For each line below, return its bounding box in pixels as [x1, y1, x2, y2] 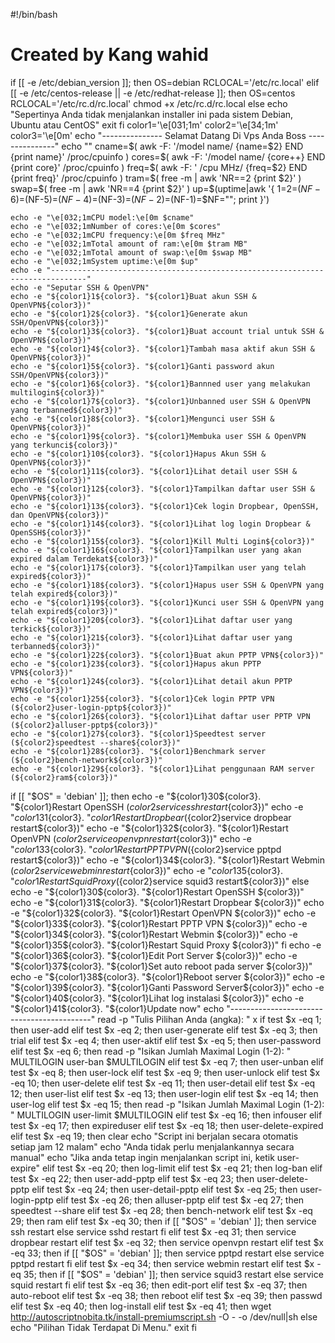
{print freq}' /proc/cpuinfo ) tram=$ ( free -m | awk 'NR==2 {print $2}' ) [10, 172, 302, 184]
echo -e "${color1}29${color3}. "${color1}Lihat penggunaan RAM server [10, 764, 315, 774]
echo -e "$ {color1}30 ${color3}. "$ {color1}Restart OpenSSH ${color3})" [10, 885, 305, 898]
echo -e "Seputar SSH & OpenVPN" [10, 282, 150, 293]
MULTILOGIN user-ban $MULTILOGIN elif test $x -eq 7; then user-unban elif [10, 1055, 324, 1068]
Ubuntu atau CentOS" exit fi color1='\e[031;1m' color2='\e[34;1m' [10, 119, 279, 131]
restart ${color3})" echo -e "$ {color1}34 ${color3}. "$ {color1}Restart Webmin [10, 854, 325, 866]
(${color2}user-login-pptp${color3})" [10, 702, 172, 713]
